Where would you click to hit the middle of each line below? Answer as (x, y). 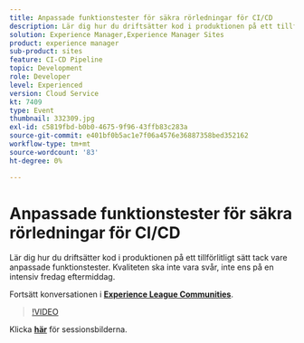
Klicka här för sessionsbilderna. (69, 329)
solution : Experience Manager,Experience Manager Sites (117, 34)
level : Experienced (46, 85)
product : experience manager (64, 43)
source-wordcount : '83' (54, 152)
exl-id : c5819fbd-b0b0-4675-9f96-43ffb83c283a (99, 128)
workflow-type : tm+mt (50, 144)
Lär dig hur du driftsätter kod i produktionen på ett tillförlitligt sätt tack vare (148, 258)
